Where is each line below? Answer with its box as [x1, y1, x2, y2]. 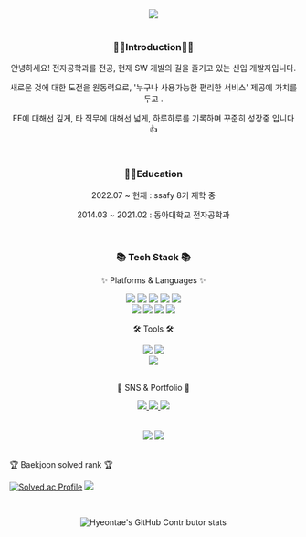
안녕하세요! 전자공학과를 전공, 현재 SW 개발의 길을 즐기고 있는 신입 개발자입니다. [10, 63, 297, 74]
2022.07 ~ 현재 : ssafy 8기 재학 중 [90, 189, 216, 200]
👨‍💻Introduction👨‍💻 [112, 40, 195, 53]
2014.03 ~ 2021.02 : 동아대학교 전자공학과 [77, 209, 230, 220]
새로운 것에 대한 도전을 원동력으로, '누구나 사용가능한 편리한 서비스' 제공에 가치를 [9, 82, 298, 93]
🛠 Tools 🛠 [132, 323, 174, 334]
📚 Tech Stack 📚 [115, 250, 192, 263]
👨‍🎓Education [124, 168, 183, 181]
